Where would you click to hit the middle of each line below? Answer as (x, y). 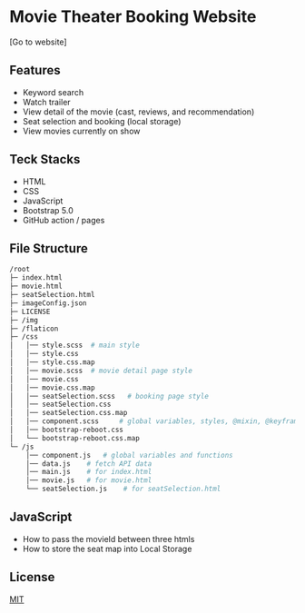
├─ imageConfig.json (49, 303)
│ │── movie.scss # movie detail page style (101, 371)
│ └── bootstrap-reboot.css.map (75, 438)
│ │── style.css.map (52, 362)
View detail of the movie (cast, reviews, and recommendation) (138, 112)
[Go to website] (38, 42)
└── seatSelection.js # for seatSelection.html (123, 489)
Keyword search (53, 92)
